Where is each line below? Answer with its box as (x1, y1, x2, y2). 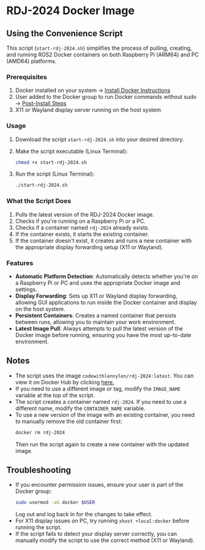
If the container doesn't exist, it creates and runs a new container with (15, 237, 192, 244)
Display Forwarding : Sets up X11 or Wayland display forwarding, (15, 292, 177, 300)
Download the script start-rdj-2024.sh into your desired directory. (15, 136, 184, 143)
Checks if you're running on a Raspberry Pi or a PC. (15, 217, 146, 225)
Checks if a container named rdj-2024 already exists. (15, 223, 150, 231)
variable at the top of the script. (15, 391, 95, 399)
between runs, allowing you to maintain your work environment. (15, 318, 176, 325)
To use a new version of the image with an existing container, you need (15, 411, 195, 418)
